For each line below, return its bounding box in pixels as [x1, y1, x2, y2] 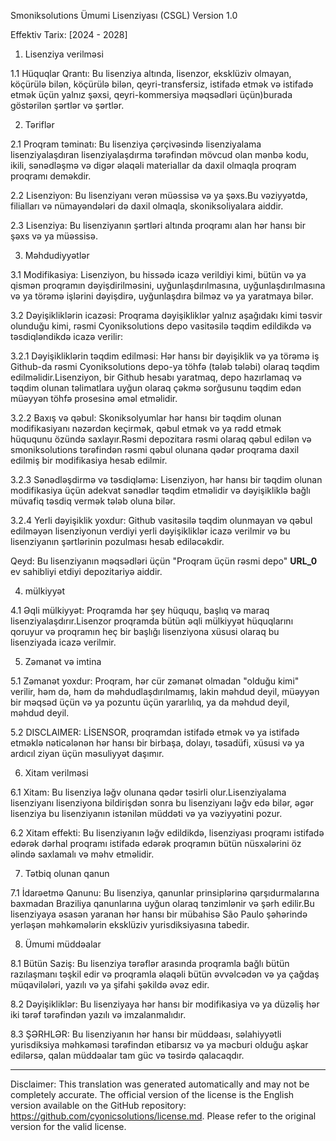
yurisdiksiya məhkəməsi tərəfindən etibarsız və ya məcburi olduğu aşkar [10, 1039, 309, 1050]
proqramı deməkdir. [10, 170, 92, 182]
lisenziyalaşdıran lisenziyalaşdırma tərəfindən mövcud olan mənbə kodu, [10, 149, 310, 160]
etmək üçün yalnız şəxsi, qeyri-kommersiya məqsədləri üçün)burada [10, 89, 293, 100]
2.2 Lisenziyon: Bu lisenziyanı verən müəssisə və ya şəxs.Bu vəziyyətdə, [10, 190, 308, 201]
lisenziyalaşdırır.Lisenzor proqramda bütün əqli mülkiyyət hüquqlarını [10, 615, 294, 627]
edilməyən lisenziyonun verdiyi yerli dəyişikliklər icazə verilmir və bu [10, 525, 291, 537]
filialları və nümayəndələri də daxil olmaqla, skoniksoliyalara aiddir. [10, 200, 284, 212]
